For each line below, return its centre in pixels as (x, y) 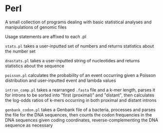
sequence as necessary (29, 125)
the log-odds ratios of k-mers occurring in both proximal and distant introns (81, 100)
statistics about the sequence (35, 66)
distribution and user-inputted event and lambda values (61, 80)
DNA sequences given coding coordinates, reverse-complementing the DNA (82, 120)
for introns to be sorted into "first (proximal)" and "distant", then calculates (80, 95)
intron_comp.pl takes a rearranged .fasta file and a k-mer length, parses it (80, 90)
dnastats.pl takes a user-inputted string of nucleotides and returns (72, 60)
